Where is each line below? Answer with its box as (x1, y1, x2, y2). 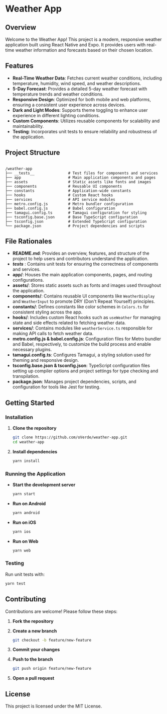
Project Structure (5, 148, 60, 157)
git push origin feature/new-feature (12, 666, 92, 671)
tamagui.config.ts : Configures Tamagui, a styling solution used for (12, 352, 151, 358)
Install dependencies (12, 448, 58, 454)
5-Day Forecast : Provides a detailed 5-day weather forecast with (12, 86, 147, 92)
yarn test (5, 581, 26, 586)
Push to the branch (12, 656, 54, 662)
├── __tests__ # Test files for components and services (5, 171, 158, 176)
